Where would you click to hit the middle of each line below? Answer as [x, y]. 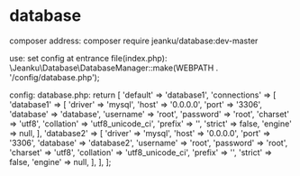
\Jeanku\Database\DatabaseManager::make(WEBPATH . [114, 68]
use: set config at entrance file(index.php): [88, 58]
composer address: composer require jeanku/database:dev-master [134, 41]
